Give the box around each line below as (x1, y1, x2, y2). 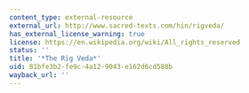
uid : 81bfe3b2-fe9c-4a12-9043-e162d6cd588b (9, 63, 173, 72)
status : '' (9, 46, 50, 55)
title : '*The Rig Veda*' (9, 54, 101, 63)
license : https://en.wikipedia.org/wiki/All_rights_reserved (9, 37, 241, 47)
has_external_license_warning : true (9, 29, 145, 38)
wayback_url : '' (9, 71, 69, 80)
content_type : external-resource (9, 12, 133, 22)
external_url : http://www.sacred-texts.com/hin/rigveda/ (9, 21, 225, 30)
